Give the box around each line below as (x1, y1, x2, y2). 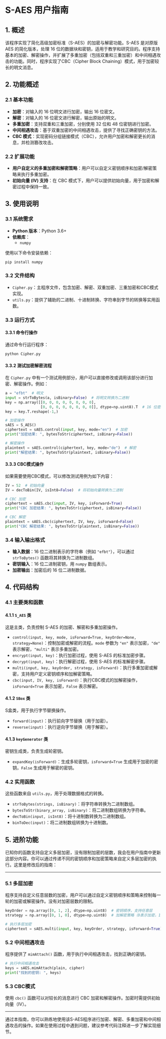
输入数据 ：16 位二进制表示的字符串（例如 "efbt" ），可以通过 (12, 549, 135, 555)
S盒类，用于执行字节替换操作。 (5, 707, 69, 713)
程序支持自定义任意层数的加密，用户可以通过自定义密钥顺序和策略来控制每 (5, 892, 157, 898)
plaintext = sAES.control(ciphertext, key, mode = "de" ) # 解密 (5, 445, 137, 450)
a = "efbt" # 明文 (5, 391, 44, 396)
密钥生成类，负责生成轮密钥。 (5, 748, 66, 754)
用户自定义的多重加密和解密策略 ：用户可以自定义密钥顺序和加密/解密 (12, 165, 153, 171)
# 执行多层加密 (5, 922, 32, 927)
